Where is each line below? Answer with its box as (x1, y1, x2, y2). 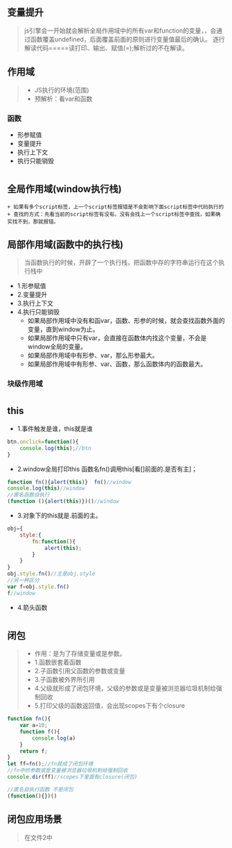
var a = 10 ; (19, 722, 48, 729)
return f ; (19, 747, 48, 755)
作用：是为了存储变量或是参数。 (34, 649, 126, 658)
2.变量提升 (17, 290, 48, 299)
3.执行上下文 (17, 299, 54, 308)
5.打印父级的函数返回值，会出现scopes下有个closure (34, 701, 186, 710)
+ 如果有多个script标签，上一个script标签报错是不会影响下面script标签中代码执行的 (7, 203, 224, 210)
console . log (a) (32, 735, 76, 742)
